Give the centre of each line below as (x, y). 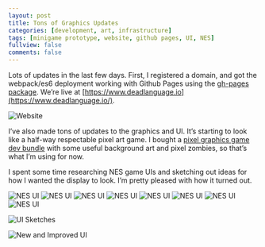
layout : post (30, 15)
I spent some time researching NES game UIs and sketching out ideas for (128, 172)
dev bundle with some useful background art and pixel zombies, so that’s (128, 148)
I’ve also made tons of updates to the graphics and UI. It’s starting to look (128, 131)
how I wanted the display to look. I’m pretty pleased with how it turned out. (130, 180)
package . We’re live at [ (47, 92)
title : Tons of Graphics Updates (63, 23)
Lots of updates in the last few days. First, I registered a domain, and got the (133, 75)
